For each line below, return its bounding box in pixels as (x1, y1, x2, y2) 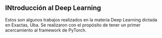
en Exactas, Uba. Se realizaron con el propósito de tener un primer (5, 22, 141, 28)
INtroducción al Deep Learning (5, 4, 101, 12)
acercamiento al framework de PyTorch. (5, 27, 86, 33)
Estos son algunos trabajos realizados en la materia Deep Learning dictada (5, 17, 158, 22)
